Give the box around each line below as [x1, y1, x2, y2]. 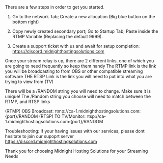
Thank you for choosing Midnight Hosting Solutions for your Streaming [5, 148, 148, 154]
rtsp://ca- [86, 113, 107, 119]
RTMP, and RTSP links [5, 99, 50, 105]
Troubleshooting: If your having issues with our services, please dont [5, 128, 145, 134]
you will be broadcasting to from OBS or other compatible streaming [5, 68, 143, 74]
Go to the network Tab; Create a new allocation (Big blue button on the [12, 14, 156, 19]
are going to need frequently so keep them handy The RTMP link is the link [5, 63, 156, 69]
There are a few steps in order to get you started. [5, 4, 105, 10]
